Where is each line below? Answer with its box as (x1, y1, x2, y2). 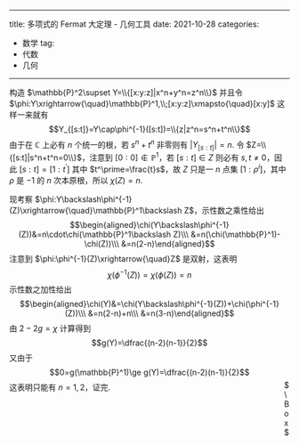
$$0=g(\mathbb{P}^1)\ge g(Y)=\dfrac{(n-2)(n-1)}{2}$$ (49, 367, 250, 378)
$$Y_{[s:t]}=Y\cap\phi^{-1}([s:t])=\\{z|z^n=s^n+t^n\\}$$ (48, 124, 251, 134)
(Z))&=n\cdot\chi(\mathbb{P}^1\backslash (18, 229, 172, 239)
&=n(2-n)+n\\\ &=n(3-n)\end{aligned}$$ (87, 308, 235, 319)
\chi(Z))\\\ (84, 238, 120, 249)
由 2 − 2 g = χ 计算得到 (9, 323, 92, 334)
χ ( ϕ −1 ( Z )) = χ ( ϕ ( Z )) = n (107, 268, 192, 280)
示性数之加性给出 (9, 284, 72, 295)
